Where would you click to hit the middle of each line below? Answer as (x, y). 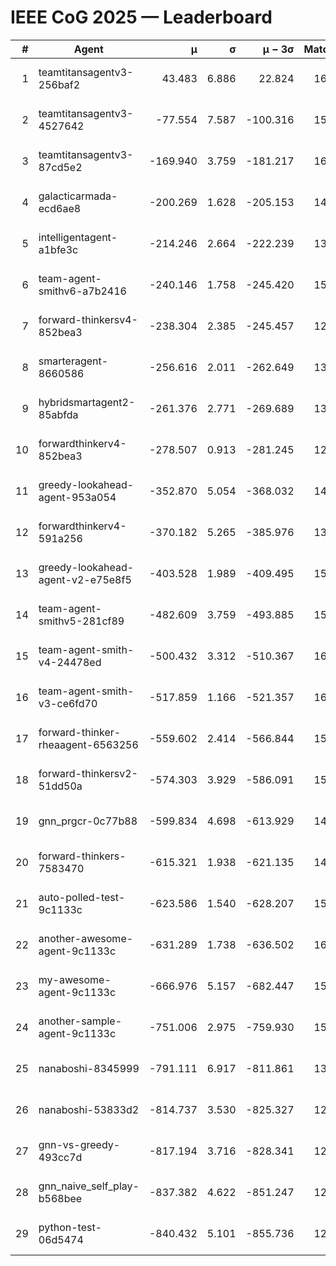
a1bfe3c (58, 249)
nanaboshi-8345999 (89, 1068)
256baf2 (59, 84)
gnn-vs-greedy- (79, 1144)
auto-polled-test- (82, 897)
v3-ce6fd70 (68, 703)
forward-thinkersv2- (88, 773)
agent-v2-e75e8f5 (85, 579)
